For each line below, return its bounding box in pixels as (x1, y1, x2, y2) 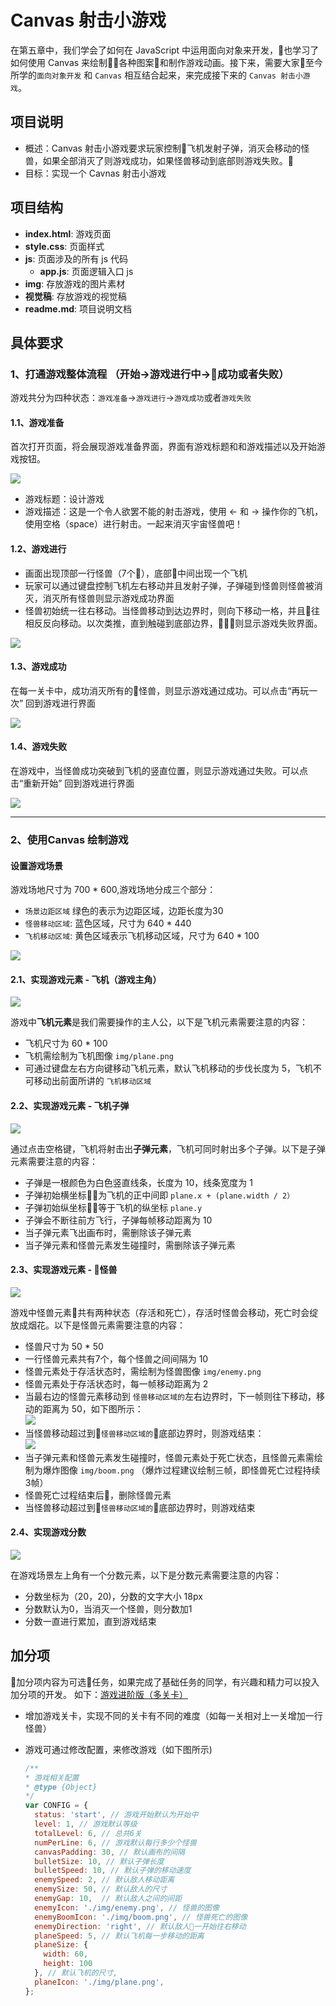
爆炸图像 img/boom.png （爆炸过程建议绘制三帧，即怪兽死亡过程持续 (42, 1464, 321, 1476)
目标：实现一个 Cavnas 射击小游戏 (24, 167, 167, 179)
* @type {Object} (24, 1782, 98, 1792)
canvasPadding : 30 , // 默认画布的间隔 (34, 1847, 185, 1857)
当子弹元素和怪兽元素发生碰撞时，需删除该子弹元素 (24, 1239, 236, 1251)
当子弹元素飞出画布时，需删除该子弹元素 (24, 1226, 192, 1238)
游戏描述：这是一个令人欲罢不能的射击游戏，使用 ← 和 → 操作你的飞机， (24, 506, 324, 518)
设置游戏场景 (10, 859, 63, 871)
